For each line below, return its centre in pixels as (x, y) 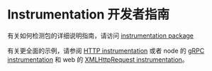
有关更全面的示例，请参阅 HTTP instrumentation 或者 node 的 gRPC (106, 50)
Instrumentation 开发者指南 (89, 15)
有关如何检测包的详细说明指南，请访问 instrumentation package (100, 35)
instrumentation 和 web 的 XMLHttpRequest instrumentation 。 (98, 59)
